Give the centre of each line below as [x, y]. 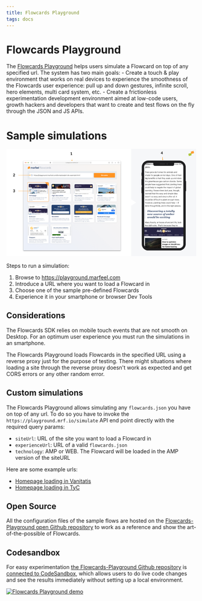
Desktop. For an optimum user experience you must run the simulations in [98, 336]
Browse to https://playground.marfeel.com [68, 277]
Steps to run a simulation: [38, 266]
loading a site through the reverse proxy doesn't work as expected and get [99, 367]
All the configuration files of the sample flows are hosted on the [85, 521]
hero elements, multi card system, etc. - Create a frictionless [81, 92]
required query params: [36, 427]
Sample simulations [57, 135]
